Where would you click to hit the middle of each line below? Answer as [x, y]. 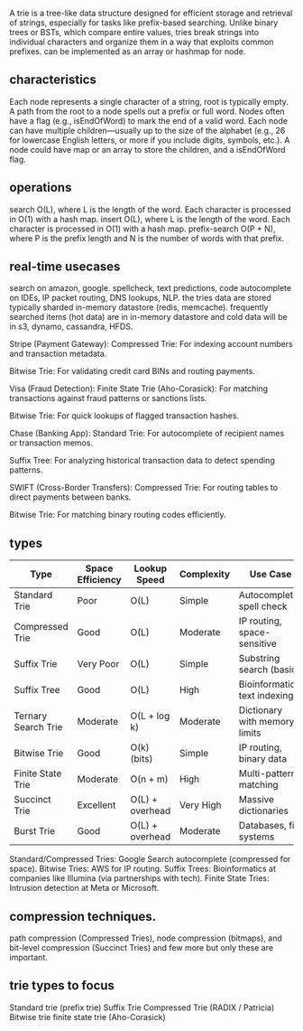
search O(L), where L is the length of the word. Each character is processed [150, 209]
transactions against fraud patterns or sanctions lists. [108, 398]
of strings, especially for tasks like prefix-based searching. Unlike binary [144, 23]
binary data [262, 759]
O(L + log [150, 716]
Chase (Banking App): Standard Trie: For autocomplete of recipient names [147, 434]
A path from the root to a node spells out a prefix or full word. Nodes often [147, 111]
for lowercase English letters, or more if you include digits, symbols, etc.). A [150, 140]
